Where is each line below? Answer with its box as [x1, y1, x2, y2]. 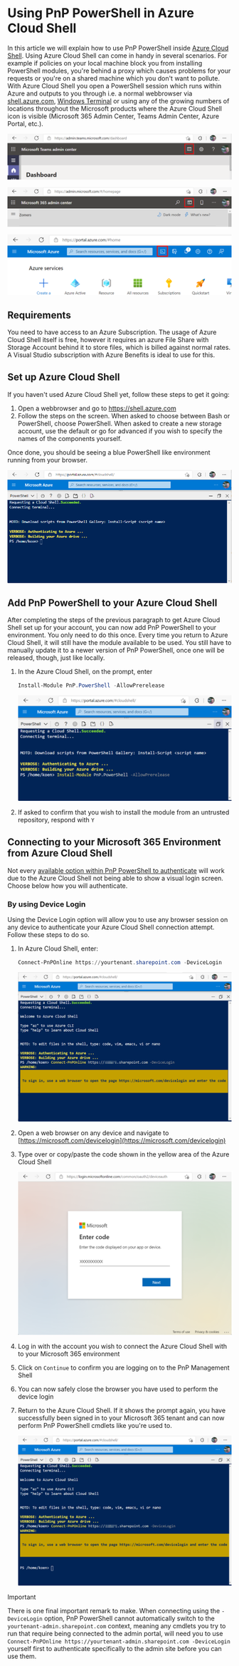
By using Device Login [7, 899, 86, 909]
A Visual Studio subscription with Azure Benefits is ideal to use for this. [7, 351, 216, 359]
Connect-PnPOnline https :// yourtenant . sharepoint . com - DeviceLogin [17, 959, 223, 966]
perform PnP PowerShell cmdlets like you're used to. [17, 1422, 172, 1430]
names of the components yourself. [17, 434, 122, 443]
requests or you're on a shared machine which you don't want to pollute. [7, 73, 221, 83]
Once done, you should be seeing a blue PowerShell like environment [7, 447, 211, 457]
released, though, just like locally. [7, 653, 105, 662]
